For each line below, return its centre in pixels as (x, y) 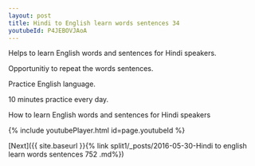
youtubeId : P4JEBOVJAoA (48, 30)
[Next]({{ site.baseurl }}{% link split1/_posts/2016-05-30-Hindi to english (127, 146)
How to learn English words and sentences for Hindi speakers (110, 115)
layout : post (30, 16)
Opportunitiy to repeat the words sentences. (81, 69)
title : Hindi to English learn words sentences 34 (94, 23)
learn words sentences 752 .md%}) (67, 154)
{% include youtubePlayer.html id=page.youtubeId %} (97, 130)
